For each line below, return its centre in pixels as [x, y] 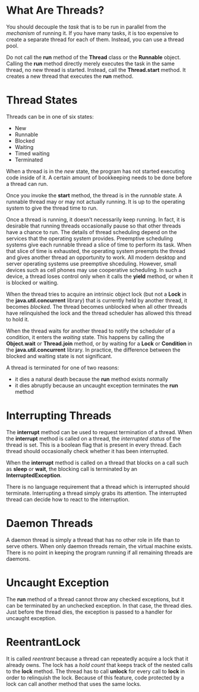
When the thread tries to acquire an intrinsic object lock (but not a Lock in [97, 294]
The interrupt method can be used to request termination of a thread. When [99, 432]
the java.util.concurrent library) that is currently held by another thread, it [97, 300]
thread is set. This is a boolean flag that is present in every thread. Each [94, 445]
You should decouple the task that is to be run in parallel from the [86, 27]
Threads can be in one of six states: [50, 116]
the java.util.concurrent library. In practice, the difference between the [93, 350]
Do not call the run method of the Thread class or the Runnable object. [94, 57]
